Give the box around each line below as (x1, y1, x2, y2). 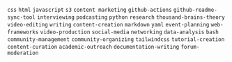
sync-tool (7, 14, 36, 21)
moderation (7, 49, 39, 56)
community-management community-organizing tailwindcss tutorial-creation (7, 36, 225, 43)
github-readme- (173, 6, 217, 13)
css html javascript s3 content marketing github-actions (7, 6, 172, 13)
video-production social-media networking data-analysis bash (40, 29, 219, 36)
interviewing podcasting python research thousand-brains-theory (37, 14, 225, 21)
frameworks (7, 29, 39, 36)
